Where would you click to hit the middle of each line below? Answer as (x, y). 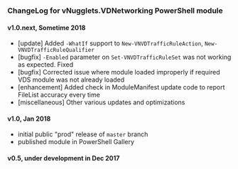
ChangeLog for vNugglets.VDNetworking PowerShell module (115, 11)
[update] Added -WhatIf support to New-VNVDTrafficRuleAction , (110, 43)
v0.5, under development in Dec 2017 (64, 158)
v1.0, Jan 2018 (29, 119)
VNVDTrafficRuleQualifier (56, 50)
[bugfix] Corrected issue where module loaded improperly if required (119, 72)
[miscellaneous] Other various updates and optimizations (101, 102)
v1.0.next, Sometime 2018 (47, 28)
